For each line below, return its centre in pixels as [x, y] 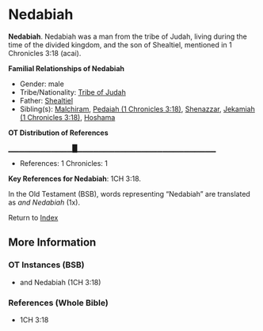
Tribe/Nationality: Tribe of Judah [73, 92]
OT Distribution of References [58, 133]
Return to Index [33, 217]
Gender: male [42, 84]
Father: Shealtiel [46, 100]
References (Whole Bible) [58, 303]
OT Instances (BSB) [46, 265]
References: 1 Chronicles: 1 [64, 163]
